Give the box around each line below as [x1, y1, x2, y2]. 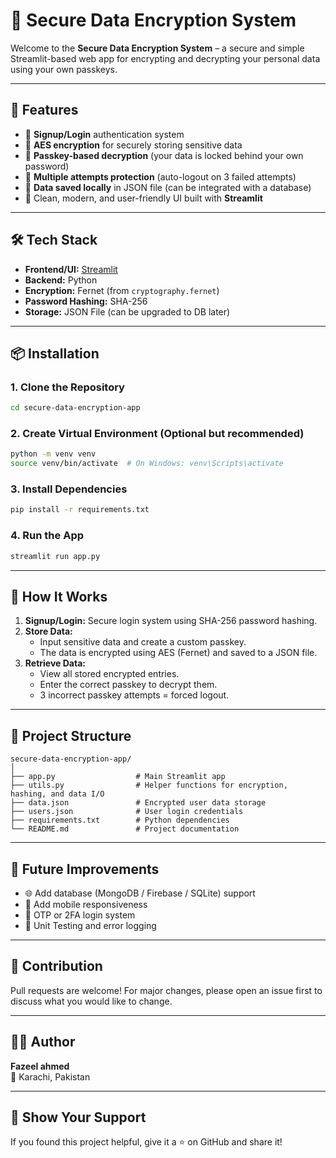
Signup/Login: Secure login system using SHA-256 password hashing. [24, 615, 318, 627]
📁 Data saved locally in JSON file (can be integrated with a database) [24, 181, 312, 193]
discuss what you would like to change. [10, 995, 173, 1007]
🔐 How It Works [10, 588, 108, 605]
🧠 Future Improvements [10, 860, 160, 878]
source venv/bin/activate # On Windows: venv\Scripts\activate [10, 459, 284, 469]
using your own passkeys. [10, 63, 118, 75]
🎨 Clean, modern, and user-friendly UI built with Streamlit [24, 192, 263, 204]
